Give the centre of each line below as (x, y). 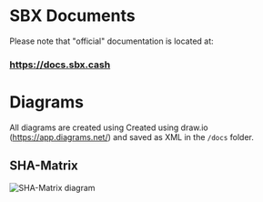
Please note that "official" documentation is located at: (111, 41)
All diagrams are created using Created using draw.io (109, 127)
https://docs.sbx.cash (60, 65)
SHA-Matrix (44, 166)
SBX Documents (72, 16)
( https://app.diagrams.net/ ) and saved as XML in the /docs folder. (132, 136)
